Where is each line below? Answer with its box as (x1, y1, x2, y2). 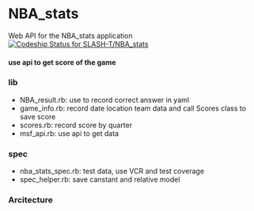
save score (19, 111, 56, 121)
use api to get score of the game (8, 57, 116, 67)
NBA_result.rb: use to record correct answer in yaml (19, 95, 190, 104)
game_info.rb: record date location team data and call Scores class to (19, 104, 247, 113)
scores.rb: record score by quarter (19, 120, 133, 130)
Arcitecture (8, 194, 53, 205)
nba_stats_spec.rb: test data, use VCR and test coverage (19, 167, 204, 176)
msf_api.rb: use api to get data (19, 128, 119, 138)
